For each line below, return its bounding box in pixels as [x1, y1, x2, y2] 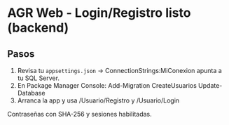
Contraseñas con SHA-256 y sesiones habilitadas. [7, 110, 152, 118]
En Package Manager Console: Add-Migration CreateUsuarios [17, 81, 197, 89]
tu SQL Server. [17, 74, 60, 82]
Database [17, 89, 46, 97]
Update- [198, 81, 223, 89]
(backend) [7, 20, 69, 36]
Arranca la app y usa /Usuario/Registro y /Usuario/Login [17, 96, 180, 105]
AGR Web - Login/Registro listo [7, 5, 191, 21]
